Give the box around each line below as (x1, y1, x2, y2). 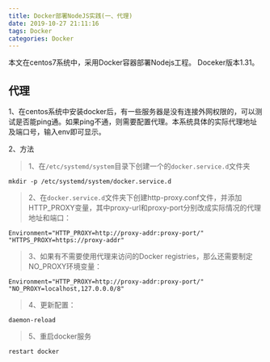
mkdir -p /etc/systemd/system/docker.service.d (8, 177, 172, 186)
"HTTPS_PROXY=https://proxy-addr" (8, 236, 125, 245)
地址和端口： (27, 213, 71, 223)
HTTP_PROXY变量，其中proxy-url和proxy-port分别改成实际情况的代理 (27, 203, 261, 213)
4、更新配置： (27, 300, 76, 310)
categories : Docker (8, 34, 74, 43)
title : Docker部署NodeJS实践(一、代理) (8, 11, 133, 20)
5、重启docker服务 (27, 331, 91, 341)
